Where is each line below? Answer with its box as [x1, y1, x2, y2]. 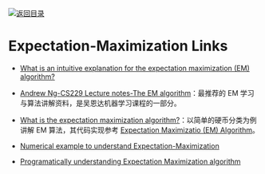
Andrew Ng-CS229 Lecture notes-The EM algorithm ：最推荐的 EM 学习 [19, 88, 255, 97]
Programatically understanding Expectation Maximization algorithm [19, 156, 241, 166]
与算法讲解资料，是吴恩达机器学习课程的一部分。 [19, 98, 181, 108]
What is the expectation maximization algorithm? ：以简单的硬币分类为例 [19, 115, 257, 125]
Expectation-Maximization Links [8, 37, 228, 55]
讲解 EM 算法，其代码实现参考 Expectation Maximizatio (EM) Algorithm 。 [19, 125, 259, 135]
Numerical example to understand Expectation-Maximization [19, 140, 220, 151]
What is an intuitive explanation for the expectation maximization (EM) [19, 63, 250, 73]
